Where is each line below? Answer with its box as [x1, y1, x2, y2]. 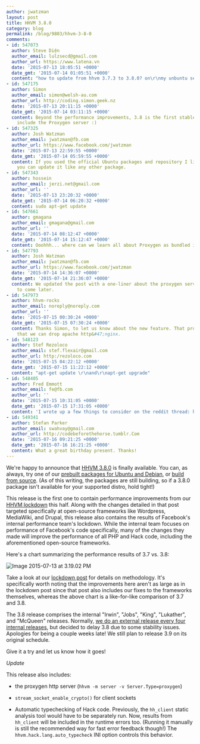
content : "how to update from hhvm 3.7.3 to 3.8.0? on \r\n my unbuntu [11, 75, 187, 81]
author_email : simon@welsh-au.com [11, 92, 97, 98]
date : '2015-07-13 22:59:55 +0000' [11, 148, 100, 154]
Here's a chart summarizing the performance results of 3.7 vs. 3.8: [6, 550, 170, 558]
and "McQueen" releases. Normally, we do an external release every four [6, 617, 186, 624]
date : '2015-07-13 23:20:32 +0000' [11, 192, 100, 198]
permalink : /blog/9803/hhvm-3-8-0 [6, 31, 92, 37]
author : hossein [11, 176, 52, 182]
